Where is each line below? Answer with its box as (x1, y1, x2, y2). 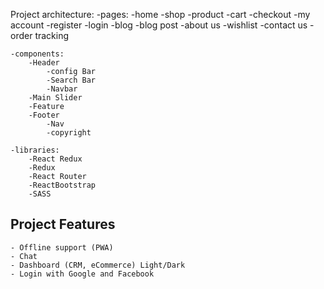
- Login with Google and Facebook (10, 269, 155, 279)
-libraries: (10, 145, 60, 155)
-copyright (46, 128, 92, 138)
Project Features (10, 216, 116, 233)
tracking (34, 30, 70, 41)
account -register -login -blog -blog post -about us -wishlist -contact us (10, 19, 308, 31)
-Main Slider (28, 93, 83, 103)
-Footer (28, 110, 60, 120)
